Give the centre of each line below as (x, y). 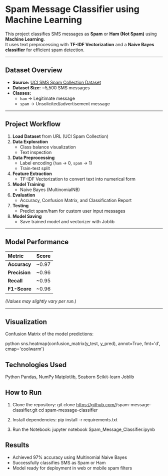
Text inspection (36, 152)
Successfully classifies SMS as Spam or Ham (59, 462)
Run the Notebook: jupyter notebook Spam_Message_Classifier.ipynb (83, 429)
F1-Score (19, 289)
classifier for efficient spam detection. (45, 50)
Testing (20, 205)
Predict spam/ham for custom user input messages (73, 211)
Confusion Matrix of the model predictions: (49, 334)
